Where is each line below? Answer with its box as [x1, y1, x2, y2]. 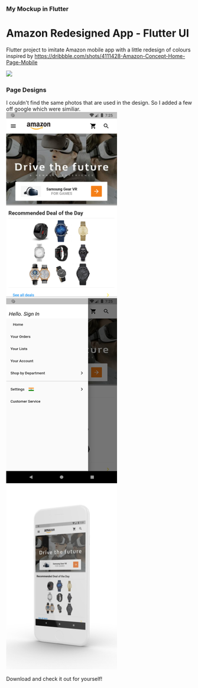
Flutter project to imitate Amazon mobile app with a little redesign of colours [6, 46, 191, 53]
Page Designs [6, 85, 47, 94]
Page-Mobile [6, 59, 38, 66]
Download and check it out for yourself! [6, 676, 103, 683]
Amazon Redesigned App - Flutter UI [6, 27, 189, 40]
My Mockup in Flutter [6, 5, 69, 13]
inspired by [6, 52, 34, 59]
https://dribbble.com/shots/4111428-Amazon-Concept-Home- [34, 52, 186, 59]
